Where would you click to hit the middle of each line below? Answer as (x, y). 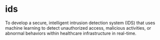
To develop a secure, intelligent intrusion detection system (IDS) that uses (80, 23)
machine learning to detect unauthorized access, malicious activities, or (78, 28)
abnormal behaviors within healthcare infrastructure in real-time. (71, 33)
